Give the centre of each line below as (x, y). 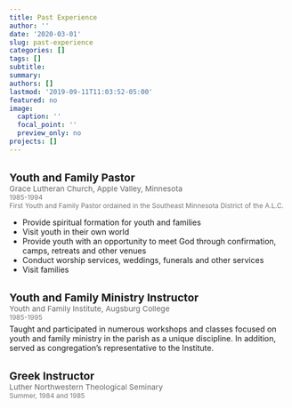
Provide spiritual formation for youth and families (112, 222)
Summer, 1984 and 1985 (47, 395)
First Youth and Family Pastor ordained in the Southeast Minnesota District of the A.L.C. (146, 205)
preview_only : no (49, 133)
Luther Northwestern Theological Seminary (86, 387)
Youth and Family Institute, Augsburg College (90, 308)
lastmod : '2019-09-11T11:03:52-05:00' (81, 92)
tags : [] (25, 59)
